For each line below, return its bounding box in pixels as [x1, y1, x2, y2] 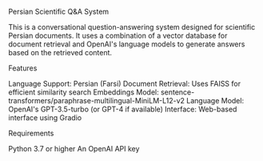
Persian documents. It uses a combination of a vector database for [8, 31, 228, 40]
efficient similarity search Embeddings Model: [8, 87, 159, 97]
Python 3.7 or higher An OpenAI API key [8, 144, 140, 153]
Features [8, 63, 38, 73]
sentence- [160, 87, 195, 97]
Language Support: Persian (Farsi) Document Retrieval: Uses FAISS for [8, 79, 241, 88]
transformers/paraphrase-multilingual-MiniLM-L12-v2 [8, 96, 185, 105]
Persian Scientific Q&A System [8, 7, 110, 16]
